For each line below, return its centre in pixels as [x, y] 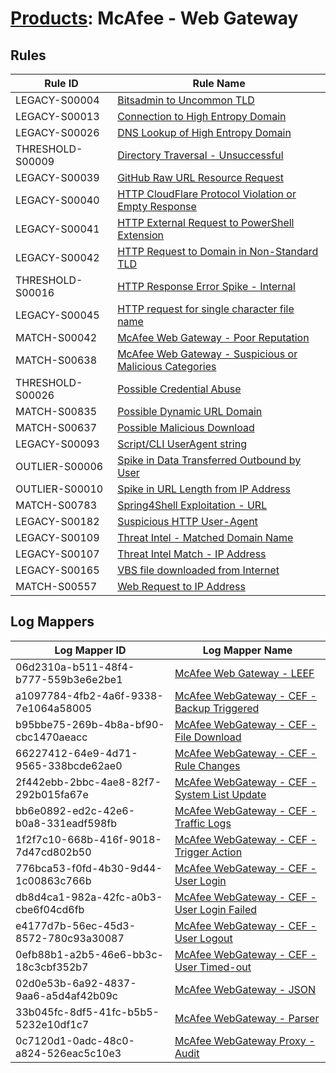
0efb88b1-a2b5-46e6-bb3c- [89, 954]
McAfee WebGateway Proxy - [245, 1040]
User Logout [203, 938]
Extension [141, 235]
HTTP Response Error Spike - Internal [206, 286]
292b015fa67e [52, 794]
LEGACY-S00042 [57, 257]
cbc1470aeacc [51, 737]
